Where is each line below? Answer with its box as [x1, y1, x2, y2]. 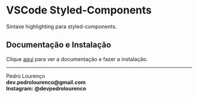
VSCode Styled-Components [6, 4, 152, 17]
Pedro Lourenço [6, 72, 45, 79]
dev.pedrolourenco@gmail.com [6, 79, 86, 86]
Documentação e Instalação [6, 40, 111, 50]
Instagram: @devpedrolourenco [6, 85, 87, 92]
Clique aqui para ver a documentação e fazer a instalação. [6, 55, 148, 62]
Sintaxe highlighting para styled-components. [6, 23, 117, 30]
